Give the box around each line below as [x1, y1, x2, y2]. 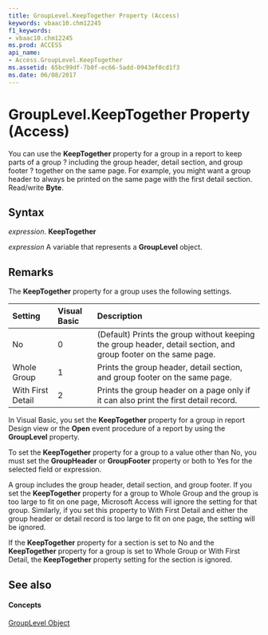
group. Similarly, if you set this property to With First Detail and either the [8, 506, 249, 515]
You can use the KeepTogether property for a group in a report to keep [8, 148, 242, 158]
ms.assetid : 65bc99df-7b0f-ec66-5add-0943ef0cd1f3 [8, 64, 180, 72]
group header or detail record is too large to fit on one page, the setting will [8, 514, 255, 523]
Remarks [8, 265, 54, 279]
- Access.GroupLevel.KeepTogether [8, 57, 124, 65]
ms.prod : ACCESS [8, 41, 62, 49]
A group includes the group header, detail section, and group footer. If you [8, 480, 253, 490]
